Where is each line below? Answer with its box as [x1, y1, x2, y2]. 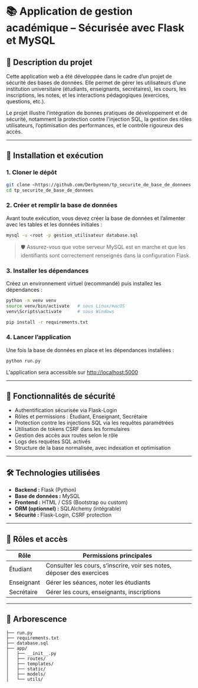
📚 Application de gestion [6, 5, 133, 18]
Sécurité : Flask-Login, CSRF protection [14, 511, 112, 519]
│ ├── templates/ [6, 661, 54, 667]
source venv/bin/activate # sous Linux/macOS [6, 303, 126, 309]
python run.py [6, 358, 41, 364]
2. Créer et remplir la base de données [6, 201, 118, 209]
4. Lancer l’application [6, 333, 71, 341]
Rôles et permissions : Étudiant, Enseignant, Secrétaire [14, 413, 148, 420]
